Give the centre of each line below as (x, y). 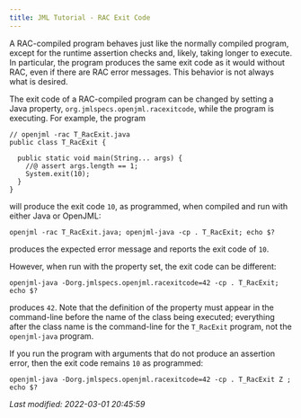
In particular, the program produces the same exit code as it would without (147, 62)
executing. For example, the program (78, 118)
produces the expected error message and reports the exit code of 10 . (139, 249)
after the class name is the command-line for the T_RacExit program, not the (150, 326)
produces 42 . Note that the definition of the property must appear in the (142, 307)
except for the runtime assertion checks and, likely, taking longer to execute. (151, 53)
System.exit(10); (58, 173)
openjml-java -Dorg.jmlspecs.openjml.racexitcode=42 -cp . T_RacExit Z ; (150, 379)
